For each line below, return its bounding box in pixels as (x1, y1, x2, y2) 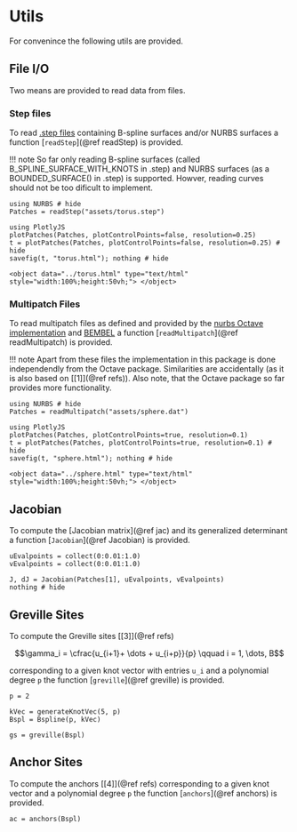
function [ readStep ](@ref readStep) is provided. (9, 137, 184, 148)
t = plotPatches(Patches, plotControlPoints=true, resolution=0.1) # (9, 438, 273, 448)
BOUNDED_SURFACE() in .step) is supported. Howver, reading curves (9, 173, 264, 184)
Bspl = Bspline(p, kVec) (9, 715, 101, 724)
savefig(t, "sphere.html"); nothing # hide (9, 454, 173, 463)
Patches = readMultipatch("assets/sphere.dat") (9, 407, 189, 417)
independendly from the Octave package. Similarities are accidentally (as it (9, 364, 285, 374)
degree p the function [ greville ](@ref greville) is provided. (9, 674, 225, 685)
